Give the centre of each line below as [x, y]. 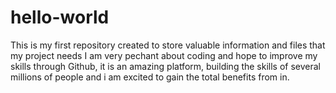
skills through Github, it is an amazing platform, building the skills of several [166, 66]
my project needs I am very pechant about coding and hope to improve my [164, 55]
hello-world [60, 17]
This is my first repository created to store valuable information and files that [168, 45]
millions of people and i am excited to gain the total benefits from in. [150, 77]
